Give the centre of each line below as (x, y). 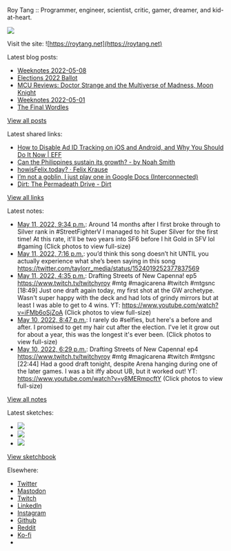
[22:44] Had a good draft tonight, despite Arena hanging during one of (117, 364)
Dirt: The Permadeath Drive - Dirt (64, 184)
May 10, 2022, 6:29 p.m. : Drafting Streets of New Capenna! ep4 (108, 349)
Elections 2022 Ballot (47, 78)
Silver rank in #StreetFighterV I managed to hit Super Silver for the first (118, 232)
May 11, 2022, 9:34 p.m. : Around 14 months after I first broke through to (119, 224)
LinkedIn (29, 505)
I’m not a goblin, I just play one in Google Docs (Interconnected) (108, 177)
